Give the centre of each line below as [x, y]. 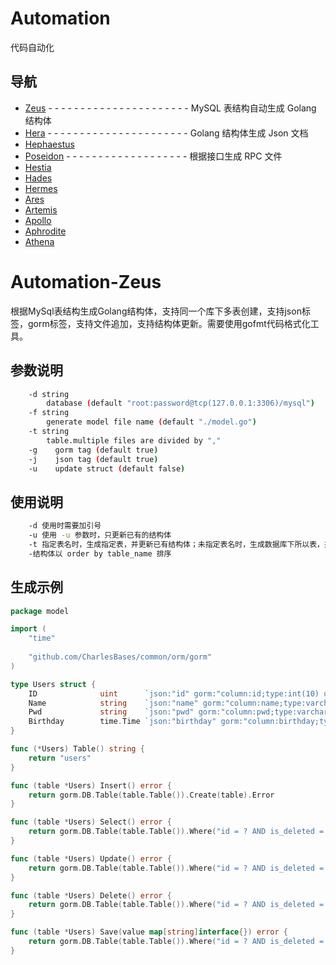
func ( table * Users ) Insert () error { [91, 785]
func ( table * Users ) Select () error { [91, 822]
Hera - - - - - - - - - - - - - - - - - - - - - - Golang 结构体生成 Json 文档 [166, 133]
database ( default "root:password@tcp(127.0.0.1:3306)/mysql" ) [180, 403]
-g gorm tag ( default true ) [93, 450]
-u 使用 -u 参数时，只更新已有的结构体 [100, 535]
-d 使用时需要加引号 [65, 526]
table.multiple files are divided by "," [134, 440]
